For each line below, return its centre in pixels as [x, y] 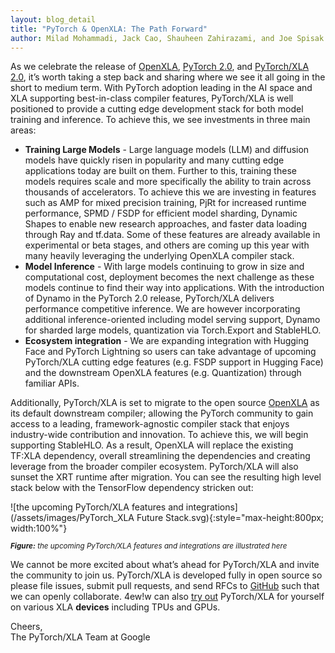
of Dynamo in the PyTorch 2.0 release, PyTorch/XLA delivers [149, 298]
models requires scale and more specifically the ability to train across [168, 182]
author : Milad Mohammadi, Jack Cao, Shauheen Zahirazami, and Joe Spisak [167, 38]
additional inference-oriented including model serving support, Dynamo [172, 320]
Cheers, [26, 627]
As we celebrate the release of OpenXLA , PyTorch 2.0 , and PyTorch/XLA [160, 67]
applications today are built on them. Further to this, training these [160, 171]
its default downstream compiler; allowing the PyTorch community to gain [162, 413]
